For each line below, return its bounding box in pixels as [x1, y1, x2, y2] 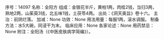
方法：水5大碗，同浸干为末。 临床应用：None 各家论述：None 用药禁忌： [5, 22, 155, 28]
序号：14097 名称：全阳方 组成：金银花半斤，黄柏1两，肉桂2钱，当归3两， [5, 4, 157, 10]
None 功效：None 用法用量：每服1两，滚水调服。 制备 [49, 17, 160, 22]
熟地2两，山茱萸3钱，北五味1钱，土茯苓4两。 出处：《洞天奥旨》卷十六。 [5, 10, 153, 16]
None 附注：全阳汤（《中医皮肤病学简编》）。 [5, 29, 93, 34]
